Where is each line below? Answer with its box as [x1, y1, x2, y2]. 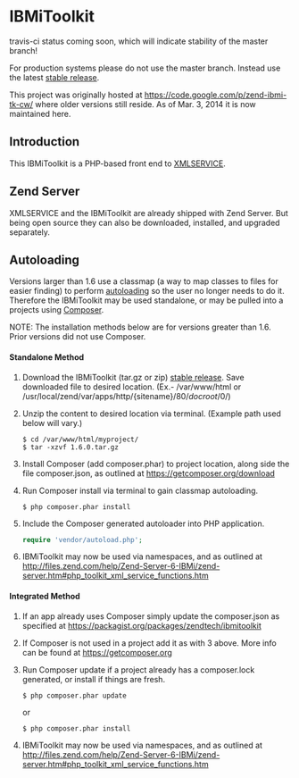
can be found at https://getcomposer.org [21, 647, 172, 657]
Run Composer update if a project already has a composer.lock [21, 664, 255, 675]
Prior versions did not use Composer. [9, 331, 146, 342]
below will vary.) [21, 417, 83, 428]
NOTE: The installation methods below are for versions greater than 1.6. [9, 322, 272, 332]
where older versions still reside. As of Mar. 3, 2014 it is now [35, 98, 256, 109]
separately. [9, 226, 51, 238]
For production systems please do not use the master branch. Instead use [9, 63, 281, 73]
